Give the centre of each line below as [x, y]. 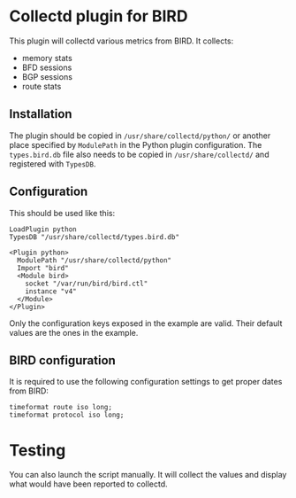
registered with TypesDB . [53, 163]
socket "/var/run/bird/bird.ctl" [87, 284]
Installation [41, 114]
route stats [42, 86]
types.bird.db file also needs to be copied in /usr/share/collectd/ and [139, 154]
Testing [38, 450]
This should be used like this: [62, 213]
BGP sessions [47, 76]
